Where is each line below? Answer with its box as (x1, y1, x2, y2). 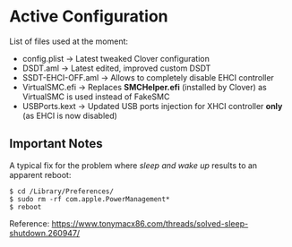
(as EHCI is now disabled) (21, 110, 118, 121)
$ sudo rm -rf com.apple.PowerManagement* (9, 194, 170, 203)
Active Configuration (9, 6, 168, 27)
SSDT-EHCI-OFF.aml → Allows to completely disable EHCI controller (21, 72, 275, 82)
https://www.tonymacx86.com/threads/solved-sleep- (51, 217, 249, 229)
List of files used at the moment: (9, 36, 128, 47)
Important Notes (9, 136, 103, 151)
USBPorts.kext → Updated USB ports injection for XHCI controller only (21, 100, 283, 111)
